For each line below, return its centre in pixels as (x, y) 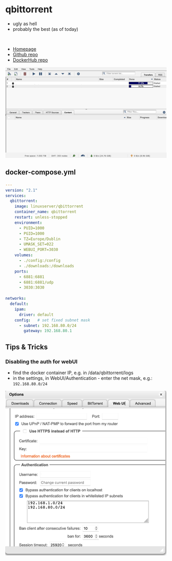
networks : (16, 299)
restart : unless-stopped (41, 217)
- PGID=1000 (31, 234)
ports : (21, 271)
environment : (28, 223)
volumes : (24, 255)
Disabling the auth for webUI (41, 361)
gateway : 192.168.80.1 (48, 331)
